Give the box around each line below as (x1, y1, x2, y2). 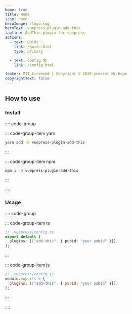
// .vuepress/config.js (5, 272, 54, 277)
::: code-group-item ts (5, 220, 50, 226)
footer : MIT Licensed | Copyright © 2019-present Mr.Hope (5, 72, 127, 77)
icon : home (5, 16, 28, 21)
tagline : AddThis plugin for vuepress (5, 30, 85, 35)
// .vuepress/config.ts (5, 230, 54, 235)
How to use (5, 94, 41, 103)
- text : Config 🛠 (9, 58, 47, 63)
